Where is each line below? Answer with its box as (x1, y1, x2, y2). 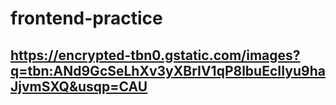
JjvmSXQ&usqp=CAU (10, 78, 148, 95)
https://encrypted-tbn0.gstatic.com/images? (10, 47, 301, 64)
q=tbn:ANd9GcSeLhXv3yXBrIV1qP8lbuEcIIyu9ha (10, 62, 326, 79)
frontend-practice (10, 7, 163, 30)
